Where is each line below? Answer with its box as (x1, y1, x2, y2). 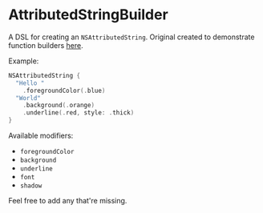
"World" (15, 94, 42, 102)
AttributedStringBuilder (8, 6, 168, 24)
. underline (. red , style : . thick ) (22, 109, 135, 117)
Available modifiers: (8, 131, 74, 141)
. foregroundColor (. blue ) (22, 86, 106, 94)
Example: (8, 56, 39, 66)
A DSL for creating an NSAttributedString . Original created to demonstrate (8, 32, 255, 42)
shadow (19, 182, 42, 190)
